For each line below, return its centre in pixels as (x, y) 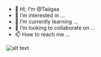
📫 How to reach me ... (42, 34)
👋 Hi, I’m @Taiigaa (37, 9)
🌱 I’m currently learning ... (46, 21)
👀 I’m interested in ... (40, 15)
